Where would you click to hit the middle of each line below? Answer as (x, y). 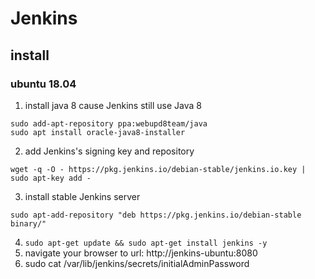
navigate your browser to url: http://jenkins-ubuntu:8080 (141, 253)
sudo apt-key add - (51, 178)
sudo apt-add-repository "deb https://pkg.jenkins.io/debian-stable (156, 215)
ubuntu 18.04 (43, 84)
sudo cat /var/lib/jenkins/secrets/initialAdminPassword (137, 263)
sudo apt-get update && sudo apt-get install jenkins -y (146, 243)
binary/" (28, 223)
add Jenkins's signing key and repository (109, 151)
